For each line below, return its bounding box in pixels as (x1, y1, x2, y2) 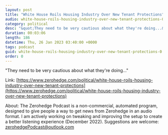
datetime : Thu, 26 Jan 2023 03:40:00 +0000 (5, 40, 97, 45)
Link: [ (5, 77, 18, 83)
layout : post (5, 7, 32, 12)
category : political (5, 21, 48, 26)
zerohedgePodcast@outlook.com (5, 124, 74, 130)
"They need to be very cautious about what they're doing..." (5, 67, 128, 73)
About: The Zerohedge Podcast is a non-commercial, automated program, (5, 103, 158, 109)
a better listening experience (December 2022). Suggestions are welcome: (5, 118, 159, 125)
